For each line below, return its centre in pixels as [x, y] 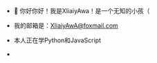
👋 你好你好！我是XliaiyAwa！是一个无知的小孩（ [82, 11]
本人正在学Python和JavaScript [57, 40]
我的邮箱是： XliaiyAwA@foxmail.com [66, 26]
